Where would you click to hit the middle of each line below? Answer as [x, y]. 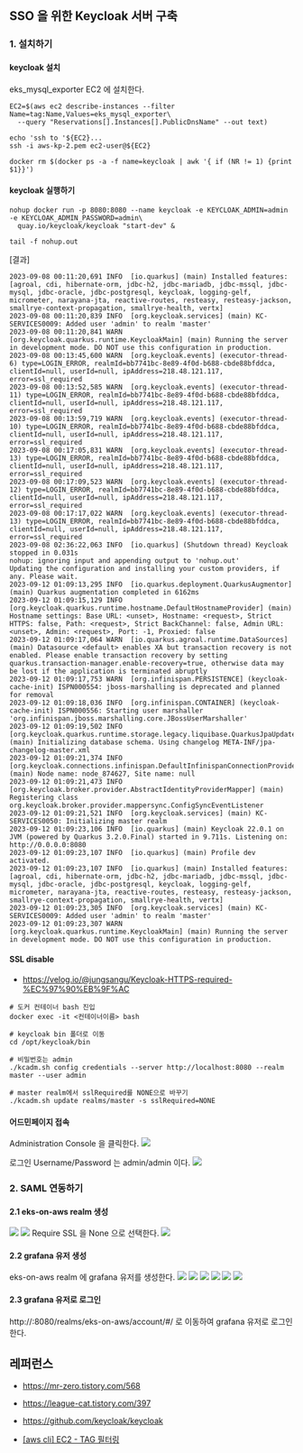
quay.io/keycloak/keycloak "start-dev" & [96, 225]
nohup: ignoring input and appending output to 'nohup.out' [125, 561]
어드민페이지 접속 [40, 1122]
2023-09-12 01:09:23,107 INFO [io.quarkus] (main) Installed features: [149, 869]
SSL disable [32, 960]
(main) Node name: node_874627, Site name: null [102, 774]
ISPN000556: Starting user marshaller [130, 711]
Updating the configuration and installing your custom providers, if [145, 568]
